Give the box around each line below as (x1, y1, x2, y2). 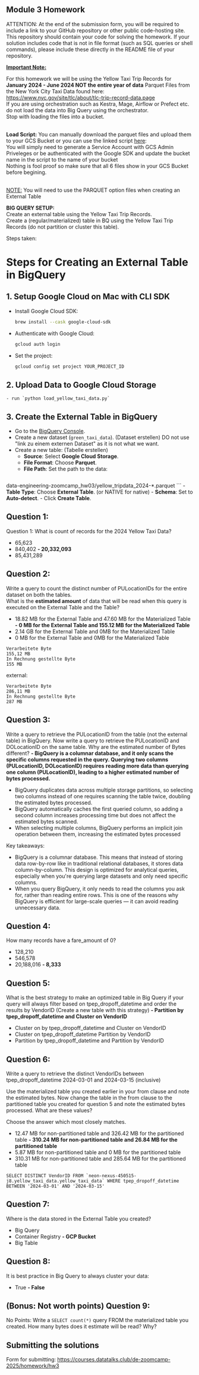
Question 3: (6, 715, 50, 725)
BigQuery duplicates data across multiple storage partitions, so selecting (14, 786, 193, 794)
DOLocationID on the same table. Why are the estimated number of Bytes (6, 743, 186, 750)
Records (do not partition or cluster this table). (6, 223, 119, 230)
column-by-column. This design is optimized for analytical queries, (14, 866, 179, 873)
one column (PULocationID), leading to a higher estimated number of (6, 769, 179, 776)
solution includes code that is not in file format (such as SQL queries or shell (6, 39, 193, 46)
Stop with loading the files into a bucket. (6, 113, 105, 120)
